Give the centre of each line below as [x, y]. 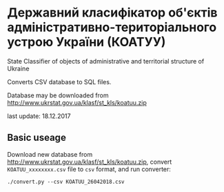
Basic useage [37, 138]
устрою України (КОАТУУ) [86, 42]
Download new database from [50, 154]
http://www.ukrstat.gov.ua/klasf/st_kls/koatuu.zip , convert [90, 162]
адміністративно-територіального [112, 27]
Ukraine [18, 68]
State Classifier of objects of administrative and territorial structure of [106, 61]
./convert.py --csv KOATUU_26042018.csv [66, 182]
